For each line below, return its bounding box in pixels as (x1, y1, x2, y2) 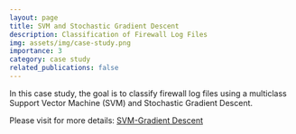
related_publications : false (9, 64, 119, 73)
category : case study (9, 55, 91, 64)
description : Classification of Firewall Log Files (9, 30, 208, 39)
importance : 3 (9, 47, 63, 56)
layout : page (9, 13, 59, 22)
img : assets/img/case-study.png (9, 38, 131, 48)
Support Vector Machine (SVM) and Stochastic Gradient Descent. (9, 97, 254, 108)
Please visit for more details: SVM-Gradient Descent (9, 114, 203, 126)
